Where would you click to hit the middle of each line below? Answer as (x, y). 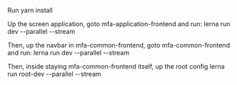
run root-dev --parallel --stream (54, 74)
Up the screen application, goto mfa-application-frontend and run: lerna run (119, 24)
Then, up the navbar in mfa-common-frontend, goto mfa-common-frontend (119, 45)
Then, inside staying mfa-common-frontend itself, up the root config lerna (116, 66)
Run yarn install (30, 10)
